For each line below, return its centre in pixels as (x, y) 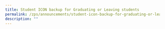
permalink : (16, 14)
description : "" (22, 19)
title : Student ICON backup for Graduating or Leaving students (72, 10)
